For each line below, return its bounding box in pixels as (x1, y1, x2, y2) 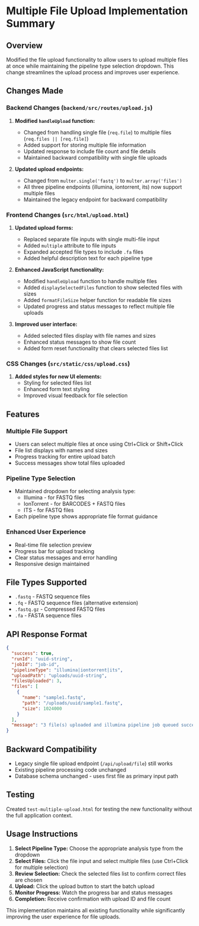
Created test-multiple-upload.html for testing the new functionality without (6, 806, 192, 813)
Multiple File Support (6, 427, 68, 435)
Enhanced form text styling (23, 386, 90, 393)
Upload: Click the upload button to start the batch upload (14, 883, 155, 890)
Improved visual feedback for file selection (23, 392, 128, 399)
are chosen (14, 876, 43, 883)
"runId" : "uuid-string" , (11, 656, 73, 662)
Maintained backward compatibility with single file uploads (23, 154, 167, 161)
